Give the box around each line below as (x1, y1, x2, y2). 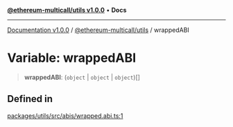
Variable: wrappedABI (7, 50, 137, 66)
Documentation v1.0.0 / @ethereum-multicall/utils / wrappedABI (7, 26, 189, 34)
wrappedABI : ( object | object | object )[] (24, 73, 141, 81)
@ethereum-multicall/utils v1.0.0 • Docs (7, 6, 127, 14)
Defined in (7, 93, 53, 105)
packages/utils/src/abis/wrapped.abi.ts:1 (7, 111, 123, 120)
